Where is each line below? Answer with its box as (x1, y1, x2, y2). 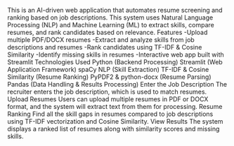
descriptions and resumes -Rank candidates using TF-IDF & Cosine (7, 43, 202, 51)
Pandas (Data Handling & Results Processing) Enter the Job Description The (7, 80, 228, 88)
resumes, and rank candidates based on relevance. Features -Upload (7, 28, 208, 36)
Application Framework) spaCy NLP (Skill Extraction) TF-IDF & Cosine (7, 66, 209, 73)
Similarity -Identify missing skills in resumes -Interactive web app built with (7, 50, 225, 59)
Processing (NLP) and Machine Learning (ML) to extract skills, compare (7, 21, 214, 29)
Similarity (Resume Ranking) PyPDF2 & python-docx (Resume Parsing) (7, 73, 212, 81)
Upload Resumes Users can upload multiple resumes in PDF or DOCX (7, 95, 209, 103)
